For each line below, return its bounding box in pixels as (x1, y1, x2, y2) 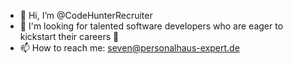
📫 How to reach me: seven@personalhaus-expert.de (19, 42, 240, 54)
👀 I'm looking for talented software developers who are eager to (19, 20, 284, 32)
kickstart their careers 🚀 (19, 31, 120, 42)
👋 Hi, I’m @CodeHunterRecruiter (19, 10, 153, 21)
